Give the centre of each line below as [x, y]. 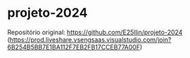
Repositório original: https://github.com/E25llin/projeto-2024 [95, 32]
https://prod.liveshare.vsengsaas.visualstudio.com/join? [90, 39]
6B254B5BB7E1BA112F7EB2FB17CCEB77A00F [74, 47]
